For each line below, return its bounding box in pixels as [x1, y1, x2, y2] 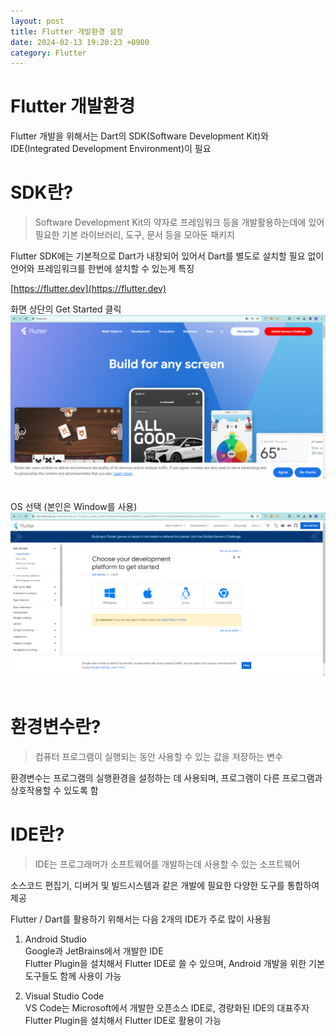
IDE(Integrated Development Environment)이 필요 [10, 143, 212, 155]
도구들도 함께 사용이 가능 [24, 970, 122, 982]
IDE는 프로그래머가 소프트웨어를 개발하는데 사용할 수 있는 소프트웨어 [34, 858, 301, 870]
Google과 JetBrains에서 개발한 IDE [24, 945, 164, 957]
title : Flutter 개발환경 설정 [10, 26, 124, 37]
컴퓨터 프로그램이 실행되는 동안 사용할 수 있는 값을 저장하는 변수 [34, 751, 283, 763]
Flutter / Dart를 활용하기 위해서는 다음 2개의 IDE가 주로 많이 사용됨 [10, 913, 272, 925]
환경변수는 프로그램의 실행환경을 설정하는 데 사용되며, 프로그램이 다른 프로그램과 [10, 772, 323, 784]
